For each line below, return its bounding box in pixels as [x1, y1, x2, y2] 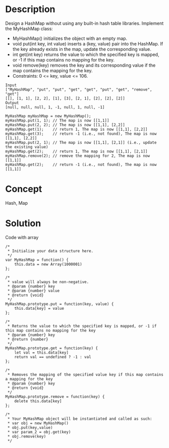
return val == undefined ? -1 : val [14, 354, 92, 359]
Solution [5, 218, 41, 229]
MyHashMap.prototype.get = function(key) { [5, 346, 98, 351]
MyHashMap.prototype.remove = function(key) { [5, 394, 105, 399]
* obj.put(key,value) [7, 425, 53, 430]
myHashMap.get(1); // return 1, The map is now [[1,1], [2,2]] [5, 127, 148, 132]
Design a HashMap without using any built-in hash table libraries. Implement [5, 20, 164, 26]
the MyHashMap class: [5, 25, 53, 31]
